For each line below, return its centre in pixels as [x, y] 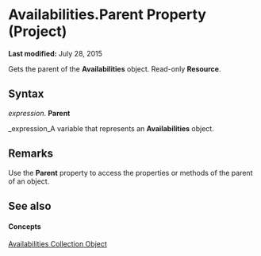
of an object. [29, 181]
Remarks [31, 154]
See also [30, 206]
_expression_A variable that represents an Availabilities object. [111, 128]
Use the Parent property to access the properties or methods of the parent [130, 173]
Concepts [25, 226]
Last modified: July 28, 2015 [56, 53]
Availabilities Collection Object [58, 244]
